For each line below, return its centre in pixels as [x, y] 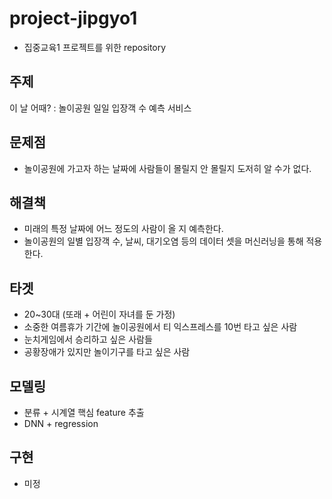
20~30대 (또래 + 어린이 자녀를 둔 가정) [99, 314]
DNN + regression [61, 423]
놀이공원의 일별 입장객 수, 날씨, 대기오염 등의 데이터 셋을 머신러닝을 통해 [163, 241]
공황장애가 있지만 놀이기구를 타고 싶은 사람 [107, 352]
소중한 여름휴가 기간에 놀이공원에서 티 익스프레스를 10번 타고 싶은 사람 [160, 327]
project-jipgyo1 [73, 18]
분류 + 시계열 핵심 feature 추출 [84, 412]
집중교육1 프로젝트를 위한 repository [95, 47]
